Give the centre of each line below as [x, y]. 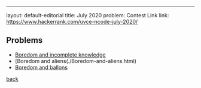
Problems [25, 40]
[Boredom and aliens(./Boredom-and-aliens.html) [75, 61]
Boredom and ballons [41, 67]
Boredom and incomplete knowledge [60, 55]
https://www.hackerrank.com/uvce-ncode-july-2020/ [72, 22]
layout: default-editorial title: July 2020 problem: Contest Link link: [88, 15]
